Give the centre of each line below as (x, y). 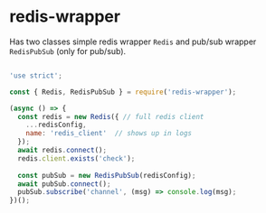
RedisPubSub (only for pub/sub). (68, 51)
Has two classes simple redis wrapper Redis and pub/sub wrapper (133, 42)
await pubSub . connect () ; (64, 184)
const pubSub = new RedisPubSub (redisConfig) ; (107, 175)
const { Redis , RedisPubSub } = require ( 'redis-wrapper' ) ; (123, 92)
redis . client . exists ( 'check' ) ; (76, 158)
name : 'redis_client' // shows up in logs (109, 134)
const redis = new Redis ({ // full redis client (111, 116)
